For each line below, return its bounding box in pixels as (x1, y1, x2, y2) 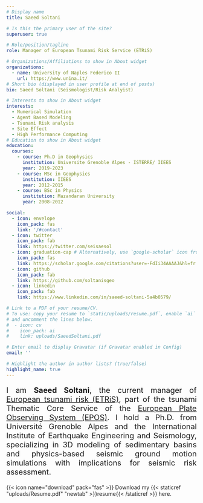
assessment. (6, 467, 51, 477)
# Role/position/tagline (6, 42, 69, 48)
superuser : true (6, 31, 47, 37)
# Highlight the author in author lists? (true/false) (6, 361, 147, 367)
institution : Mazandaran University (22, 193, 115, 200)
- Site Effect (11, 125, 47, 132)
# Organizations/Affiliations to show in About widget (6, 59, 147, 65)
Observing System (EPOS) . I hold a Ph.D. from (6, 412, 198, 422)
